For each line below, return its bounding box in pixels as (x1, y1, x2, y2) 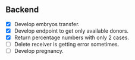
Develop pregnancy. (14, 48, 64, 55)
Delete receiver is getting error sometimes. (14, 41, 120, 48)
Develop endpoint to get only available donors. (14, 27, 129, 34)
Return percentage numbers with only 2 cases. (14, 34, 129, 41)
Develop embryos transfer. (14, 20, 80, 27)
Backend (5, 5, 39, 15)
